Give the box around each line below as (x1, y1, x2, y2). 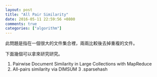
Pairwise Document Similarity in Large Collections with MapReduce (12, 61, 152, 67)
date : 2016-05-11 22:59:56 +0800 (5, 16, 75, 21)
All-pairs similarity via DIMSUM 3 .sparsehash (12, 66, 108, 72)
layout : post (5, 7, 33, 12)
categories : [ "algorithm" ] (5, 26, 62, 31)
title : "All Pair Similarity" (5, 12, 69, 17)
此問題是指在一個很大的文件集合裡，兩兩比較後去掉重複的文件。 (5, 40, 137, 46)
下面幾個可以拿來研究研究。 (5, 51, 63, 57)
